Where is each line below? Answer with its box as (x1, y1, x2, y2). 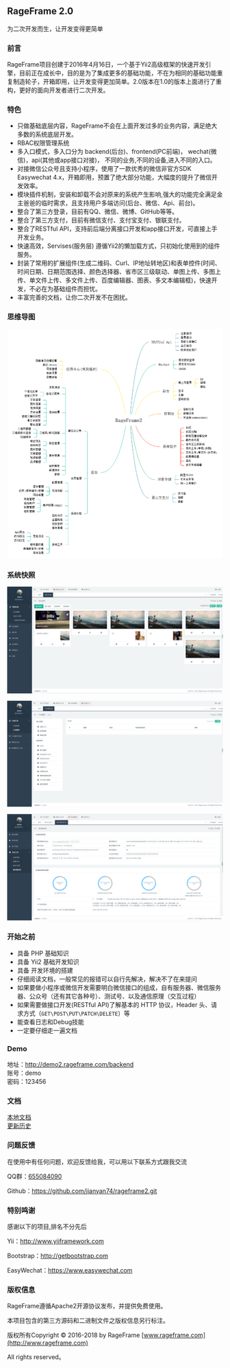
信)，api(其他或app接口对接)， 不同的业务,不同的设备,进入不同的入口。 (16, 156, 216, 164)
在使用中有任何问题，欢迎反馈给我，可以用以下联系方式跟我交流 (7, 1157, 187, 1166)
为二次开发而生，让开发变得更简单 (7, 24, 103, 33)
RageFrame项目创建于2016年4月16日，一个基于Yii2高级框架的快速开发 (7, 60, 205, 69)
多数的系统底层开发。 (16, 130, 77, 139)
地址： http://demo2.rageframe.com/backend (7, 1060, 134, 1069)
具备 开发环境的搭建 (16, 966, 73, 974)
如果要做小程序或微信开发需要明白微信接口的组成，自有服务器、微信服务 (16, 983, 221, 991)
